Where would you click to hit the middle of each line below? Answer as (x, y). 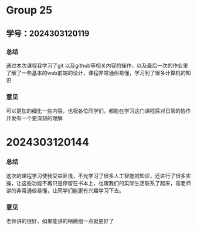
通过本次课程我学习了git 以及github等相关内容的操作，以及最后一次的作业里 (97, 65)
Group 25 (29, 10)
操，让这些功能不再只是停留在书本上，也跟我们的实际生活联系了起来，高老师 (98, 183)
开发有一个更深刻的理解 (34, 118)
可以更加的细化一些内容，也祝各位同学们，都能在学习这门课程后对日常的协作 (98, 111)
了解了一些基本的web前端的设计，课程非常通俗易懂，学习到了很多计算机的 (96, 73)
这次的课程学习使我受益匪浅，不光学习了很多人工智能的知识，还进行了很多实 (98, 176)
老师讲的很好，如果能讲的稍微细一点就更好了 (60, 221)
